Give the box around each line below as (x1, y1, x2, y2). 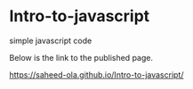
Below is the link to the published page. (9, 52, 154, 63)
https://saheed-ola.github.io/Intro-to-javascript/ (9, 69, 184, 80)
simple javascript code (9, 35, 92, 46)
